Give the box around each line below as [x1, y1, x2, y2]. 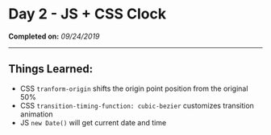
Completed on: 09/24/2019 [8, 31, 100, 41]
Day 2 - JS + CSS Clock [8, 5, 167, 23]
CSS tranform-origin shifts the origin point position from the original [19, 84, 248, 93]
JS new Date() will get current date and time [19, 117, 167, 127]
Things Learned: [8, 62, 94, 76]
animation [19, 109, 54, 119]
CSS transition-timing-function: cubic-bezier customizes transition [19, 100, 254, 110]
